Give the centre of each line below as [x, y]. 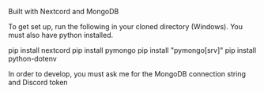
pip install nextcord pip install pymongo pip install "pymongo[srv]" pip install [132, 50]
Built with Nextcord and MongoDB [64, 11]
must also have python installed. [60, 35]
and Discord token [38, 82]
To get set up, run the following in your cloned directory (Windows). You [126, 26]
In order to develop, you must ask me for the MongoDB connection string [127, 74]
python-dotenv [32, 59]
